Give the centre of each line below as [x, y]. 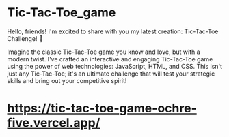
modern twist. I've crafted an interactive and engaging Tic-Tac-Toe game [110, 59]
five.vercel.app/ [54, 123]
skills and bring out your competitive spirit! [67, 80]
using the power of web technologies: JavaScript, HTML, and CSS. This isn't [115, 66]
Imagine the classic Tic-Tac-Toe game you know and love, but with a [104, 52]
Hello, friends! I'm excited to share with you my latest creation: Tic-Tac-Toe [113, 31]
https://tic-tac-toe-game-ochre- [102, 109]
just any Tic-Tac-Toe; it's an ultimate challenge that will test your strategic [111, 74]
